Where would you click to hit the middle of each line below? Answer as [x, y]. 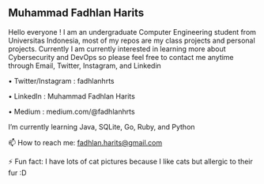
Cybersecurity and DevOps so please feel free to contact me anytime [121, 57]
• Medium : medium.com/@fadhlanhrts [72, 111]
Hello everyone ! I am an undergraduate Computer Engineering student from [132, 32]
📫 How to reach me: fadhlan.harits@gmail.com [85, 142]
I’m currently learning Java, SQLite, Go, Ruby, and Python [102, 126]
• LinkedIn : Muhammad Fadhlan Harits [72, 96]
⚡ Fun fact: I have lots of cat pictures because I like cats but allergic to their [130, 161]
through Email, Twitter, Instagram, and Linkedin [85, 66]
